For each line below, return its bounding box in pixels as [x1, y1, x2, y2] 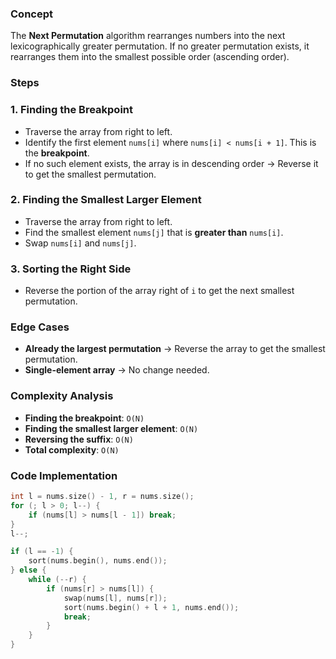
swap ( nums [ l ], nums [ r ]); [63, 593, 168, 603]
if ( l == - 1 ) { [10, 547, 74, 557]
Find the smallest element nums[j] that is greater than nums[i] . [24, 226, 284, 238]
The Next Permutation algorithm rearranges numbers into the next [10, 30, 286, 42]
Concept [10, 7, 53, 21]
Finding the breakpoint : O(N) [24, 412, 145, 424]
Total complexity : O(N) [24, 443, 120, 456]
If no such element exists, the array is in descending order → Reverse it [24, 157, 319, 169]
